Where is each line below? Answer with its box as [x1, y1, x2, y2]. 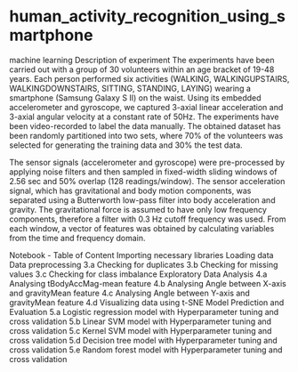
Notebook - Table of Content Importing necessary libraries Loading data [9, 249, 274, 260]
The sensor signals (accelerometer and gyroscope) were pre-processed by [9, 157, 286, 167]
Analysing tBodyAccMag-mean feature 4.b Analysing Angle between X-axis [9, 278, 287, 288]
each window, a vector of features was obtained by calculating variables [9, 222, 275, 233]
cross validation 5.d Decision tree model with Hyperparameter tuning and [9, 335, 278, 345]
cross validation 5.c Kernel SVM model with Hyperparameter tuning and [9, 325, 272, 336]
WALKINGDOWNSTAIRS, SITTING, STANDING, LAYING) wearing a [9, 83, 252, 93]
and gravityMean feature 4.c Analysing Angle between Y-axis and [9, 287, 251, 298]
